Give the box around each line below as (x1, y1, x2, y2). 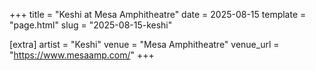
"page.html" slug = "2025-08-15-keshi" (9, 19, 173, 31)
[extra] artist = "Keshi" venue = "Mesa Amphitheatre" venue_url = (9, 39, 280, 50)
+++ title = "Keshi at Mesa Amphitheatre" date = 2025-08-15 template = (9, 9, 307, 20)
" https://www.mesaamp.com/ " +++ (9, 49, 155, 61)
